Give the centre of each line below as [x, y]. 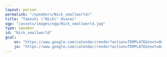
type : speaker [20, 28]
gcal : [11, 38]
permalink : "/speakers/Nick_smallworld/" [49, 14]
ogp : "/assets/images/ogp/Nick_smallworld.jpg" [55, 24]
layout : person [21, 10]
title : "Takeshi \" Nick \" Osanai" [41, 19]
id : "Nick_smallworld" [29, 33]
